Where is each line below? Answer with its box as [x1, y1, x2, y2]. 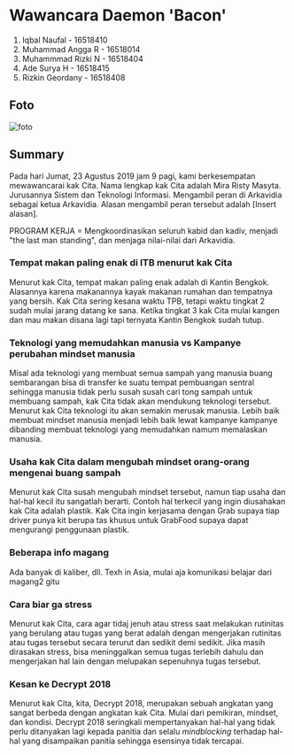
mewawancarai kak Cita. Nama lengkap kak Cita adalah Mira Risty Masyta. [9, 180, 282, 190]
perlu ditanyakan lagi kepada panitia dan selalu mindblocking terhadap [9, 727, 267, 737]
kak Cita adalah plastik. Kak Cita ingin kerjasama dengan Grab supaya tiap [9, 505, 281, 516]
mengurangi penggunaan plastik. [9, 524, 130, 535]
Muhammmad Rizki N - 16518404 [21, 53, 143, 64]
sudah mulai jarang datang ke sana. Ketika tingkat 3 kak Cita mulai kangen [9, 304, 281, 315]
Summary [9, 147, 65, 162]
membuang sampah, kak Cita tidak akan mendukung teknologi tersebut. [9, 396, 272, 407]
